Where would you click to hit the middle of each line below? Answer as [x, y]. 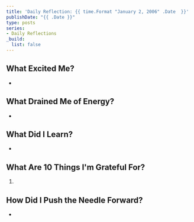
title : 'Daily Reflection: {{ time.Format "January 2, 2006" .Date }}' [98, 12]
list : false [26, 45]
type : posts [21, 22]
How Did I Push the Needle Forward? [75, 200]
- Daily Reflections [32, 34]
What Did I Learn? [39, 134]
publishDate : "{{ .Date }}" [41, 17]
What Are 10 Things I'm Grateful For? [76, 167]
